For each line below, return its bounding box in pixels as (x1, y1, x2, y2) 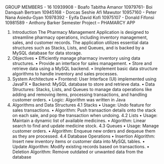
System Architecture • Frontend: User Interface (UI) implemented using (12, 76, 157, 82)
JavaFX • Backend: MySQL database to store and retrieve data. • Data (12, 81, 155, 87)
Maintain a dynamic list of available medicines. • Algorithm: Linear (12, 117, 146, 123)
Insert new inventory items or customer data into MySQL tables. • (12, 139, 145, 144)
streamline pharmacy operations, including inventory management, (12, 34, 148, 40)
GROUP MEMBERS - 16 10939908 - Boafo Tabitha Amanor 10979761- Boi (5, 4, 153, 10)
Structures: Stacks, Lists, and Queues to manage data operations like (12, 87, 152, 92)
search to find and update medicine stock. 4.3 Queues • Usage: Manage (12, 123, 159, 129)
